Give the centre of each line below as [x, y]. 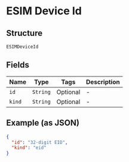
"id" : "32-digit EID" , [40, 142]
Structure [24, 33]
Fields [18, 65]
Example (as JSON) [43, 123]
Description [103, 82]
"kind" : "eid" [29, 148]
